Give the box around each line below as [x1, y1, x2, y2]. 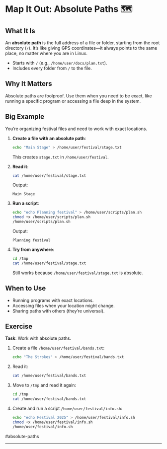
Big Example [5, 112, 45, 121]
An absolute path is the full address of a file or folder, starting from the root [5, 40, 160, 46]
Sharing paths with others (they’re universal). [12, 308, 105, 314]
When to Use [5, 284, 46, 293]
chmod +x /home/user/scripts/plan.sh [12, 215, 91, 220]
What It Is [5, 26, 36, 35]
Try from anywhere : [12, 246, 55, 252]
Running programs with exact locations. [12, 297, 94, 303]
